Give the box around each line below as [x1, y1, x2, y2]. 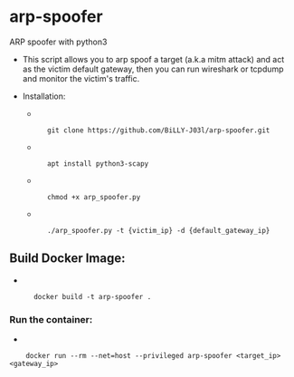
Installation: [22, 91, 66, 101]
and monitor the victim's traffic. [22, 72, 140, 83]
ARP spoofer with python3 [9, 36, 108, 47]
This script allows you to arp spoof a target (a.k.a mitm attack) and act [22, 53, 285, 64]
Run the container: [9, 313, 93, 325]
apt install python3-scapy [46, 159, 149, 169]
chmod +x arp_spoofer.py [46, 192, 141, 201]
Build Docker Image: [9, 251, 126, 266]
